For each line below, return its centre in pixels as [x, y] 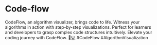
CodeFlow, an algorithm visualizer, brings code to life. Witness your [72, 22]
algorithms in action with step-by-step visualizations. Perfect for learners [78, 27]
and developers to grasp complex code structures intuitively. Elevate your [79, 32]
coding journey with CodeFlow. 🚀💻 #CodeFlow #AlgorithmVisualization [77, 37]
